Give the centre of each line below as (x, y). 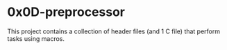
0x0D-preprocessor (66, 12)
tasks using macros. (36, 38)
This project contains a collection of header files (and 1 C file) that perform (114, 31)
